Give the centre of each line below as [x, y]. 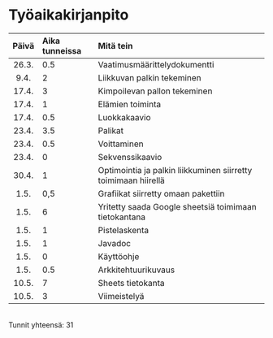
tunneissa [62, 50]
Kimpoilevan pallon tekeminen [155, 91]
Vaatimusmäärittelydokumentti [156, 64]
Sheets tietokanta [131, 283]
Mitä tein [115, 45]
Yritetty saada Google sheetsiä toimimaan [178, 206]
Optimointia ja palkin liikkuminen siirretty [175, 170]
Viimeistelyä [121, 296]
